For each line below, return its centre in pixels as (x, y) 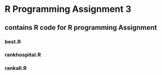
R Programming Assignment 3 (68, 9)
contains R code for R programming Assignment (81, 28)
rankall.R (16, 68)
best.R (13, 42)
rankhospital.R (23, 55)
